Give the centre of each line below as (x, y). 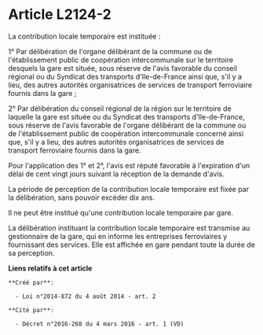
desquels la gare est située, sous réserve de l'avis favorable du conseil (123, 68)
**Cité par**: (31, 310)
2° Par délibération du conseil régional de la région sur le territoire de (120, 109)
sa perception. (31, 252)
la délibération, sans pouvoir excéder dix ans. (82, 197)
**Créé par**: (31, 282)
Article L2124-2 (60, 15)
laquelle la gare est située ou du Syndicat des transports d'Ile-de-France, (126, 116)
